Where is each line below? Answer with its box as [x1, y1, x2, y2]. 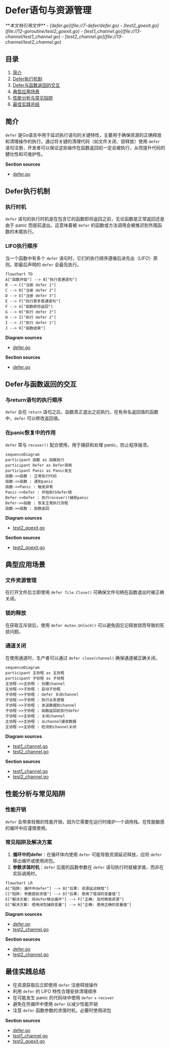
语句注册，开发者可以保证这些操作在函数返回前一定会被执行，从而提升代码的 [5, 144, 165, 150]
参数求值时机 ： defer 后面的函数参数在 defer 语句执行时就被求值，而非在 [12, 864, 164, 870]
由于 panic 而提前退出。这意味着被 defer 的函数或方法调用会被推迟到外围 [5, 222, 158, 229]
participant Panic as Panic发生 [5, 468, 72, 473]
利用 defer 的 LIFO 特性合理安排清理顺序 [12, 988, 97, 994]
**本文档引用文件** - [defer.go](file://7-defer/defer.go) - [5, 22, 123, 28]
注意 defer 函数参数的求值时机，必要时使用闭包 [12, 1007, 112, 1013]
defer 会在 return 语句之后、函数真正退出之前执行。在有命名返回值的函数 [5, 409, 159, 415]
